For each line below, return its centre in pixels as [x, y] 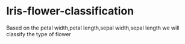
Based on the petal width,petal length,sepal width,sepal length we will [93, 28]
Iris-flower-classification [70, 11]
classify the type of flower [39, 34]
